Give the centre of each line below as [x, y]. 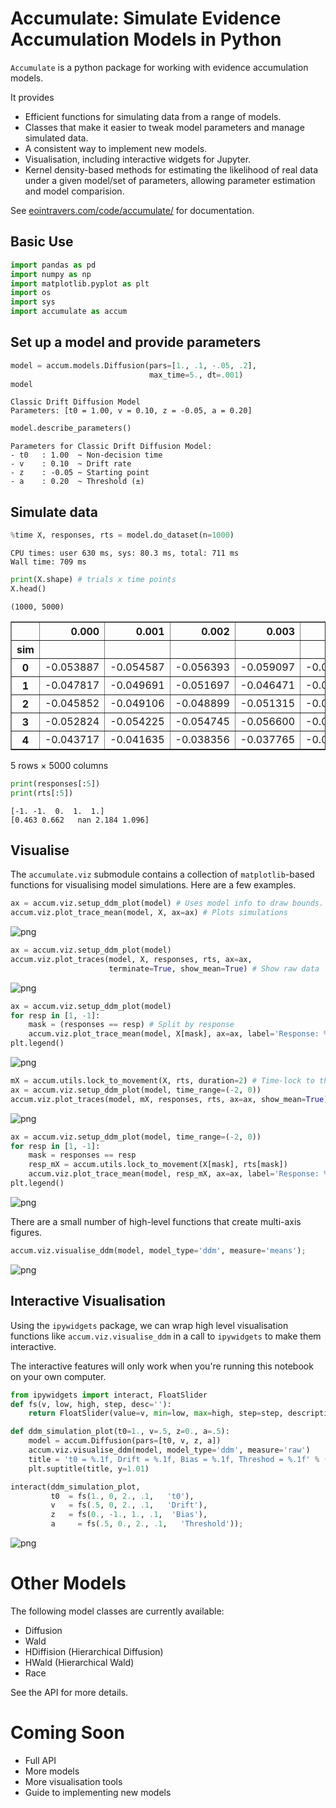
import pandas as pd [53, 265]
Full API [40, 1760]
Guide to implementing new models [98, 1792]
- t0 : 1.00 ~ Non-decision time [86, 455]
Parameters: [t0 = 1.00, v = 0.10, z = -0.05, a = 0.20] [131, 411]
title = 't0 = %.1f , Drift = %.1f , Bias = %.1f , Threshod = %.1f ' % [174, 1459]
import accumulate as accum [69, 312]
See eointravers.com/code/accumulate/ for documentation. [132, 210]
